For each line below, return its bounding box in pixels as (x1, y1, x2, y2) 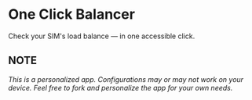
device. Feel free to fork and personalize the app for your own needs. (8, 83, 233, 92)
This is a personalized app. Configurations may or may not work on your (8, 74, 244, 84)
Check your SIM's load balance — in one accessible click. (8, 31, 195, 41)
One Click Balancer (8, 5, 136, 23)
